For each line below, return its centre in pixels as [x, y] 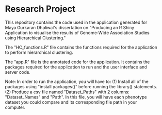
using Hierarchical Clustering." [35, 38]
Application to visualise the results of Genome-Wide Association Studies [77, 33]
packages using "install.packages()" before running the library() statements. [81, 86]
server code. [18, 72]
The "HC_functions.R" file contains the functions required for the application [81, 47]
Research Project [40, 9]
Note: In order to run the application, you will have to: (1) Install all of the [77, 82]
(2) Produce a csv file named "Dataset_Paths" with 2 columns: [67, 92]
